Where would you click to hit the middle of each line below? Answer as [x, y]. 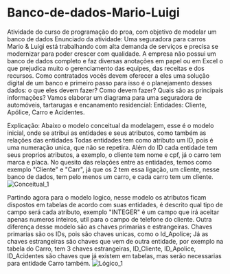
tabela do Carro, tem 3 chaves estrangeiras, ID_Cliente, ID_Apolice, [102, 249]
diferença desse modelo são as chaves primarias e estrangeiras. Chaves [110, 226]
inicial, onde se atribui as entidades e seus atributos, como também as [107, 133]
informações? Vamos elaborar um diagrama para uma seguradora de [105, 97]
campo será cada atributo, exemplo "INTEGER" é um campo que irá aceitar [113, 212]
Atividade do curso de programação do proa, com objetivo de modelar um [112, 32]
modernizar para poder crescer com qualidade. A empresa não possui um [112, 54]
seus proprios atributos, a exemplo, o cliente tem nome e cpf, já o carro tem [114, 155]
